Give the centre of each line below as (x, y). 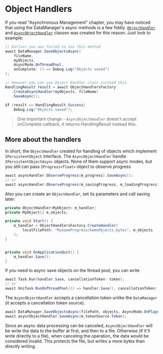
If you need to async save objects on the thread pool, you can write (72, 270)
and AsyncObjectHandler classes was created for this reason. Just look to (78, 33)
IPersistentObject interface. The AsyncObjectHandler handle (66, 156)
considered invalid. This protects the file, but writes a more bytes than (75, 341)
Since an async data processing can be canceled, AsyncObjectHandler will (79, 325)
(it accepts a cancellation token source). (45, 303)
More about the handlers (43, 139)
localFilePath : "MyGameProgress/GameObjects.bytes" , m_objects (88, 230)
